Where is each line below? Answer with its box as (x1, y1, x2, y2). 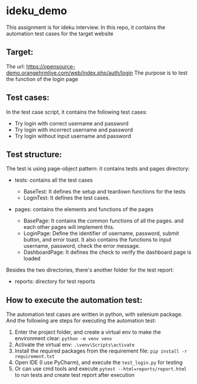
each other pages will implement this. (23, 224, 115, 231)
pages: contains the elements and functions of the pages (14, 206, 154, 213)
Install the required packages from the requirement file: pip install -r (14, 347, 188, 354)
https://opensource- (26, 63, 75, 70)
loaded (23, 255, 41, 262)
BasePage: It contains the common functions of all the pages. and (23, 217, 184, 224)
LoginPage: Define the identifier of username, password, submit (23, 230, 179, 237)
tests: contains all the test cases (14, 176, 93, 184)
